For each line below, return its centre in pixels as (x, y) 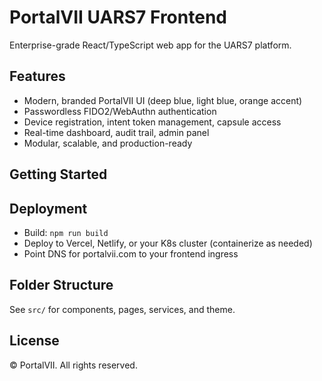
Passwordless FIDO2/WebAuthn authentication (120, 111)
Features (37, 76)
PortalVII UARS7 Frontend (118, 17)
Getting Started (58, 174)
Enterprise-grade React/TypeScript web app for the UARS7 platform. (150, 45)
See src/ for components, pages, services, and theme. (122, 309)
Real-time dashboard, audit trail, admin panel (116, 132)
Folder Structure (61, 285)
